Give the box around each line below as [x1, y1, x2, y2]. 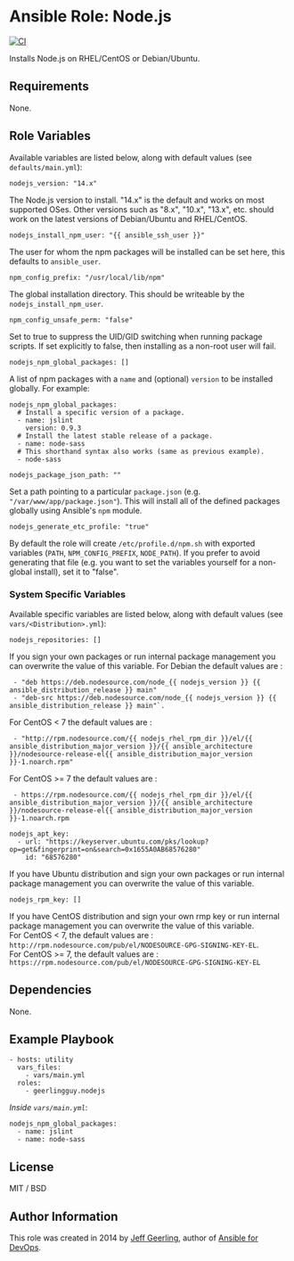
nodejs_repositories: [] [9, 635, 102, 644]
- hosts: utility [9, 1055, 74, 1065]
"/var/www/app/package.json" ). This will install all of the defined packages [9, 495, 281, 506]
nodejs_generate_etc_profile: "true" [9, 522, 150, 532]
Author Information [9, 1208, 118, 1224]
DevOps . [9, 1242, 42, 1253]
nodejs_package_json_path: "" [9, 470, 122, 479]
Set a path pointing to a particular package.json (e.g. [9, 486, 201, 497]
